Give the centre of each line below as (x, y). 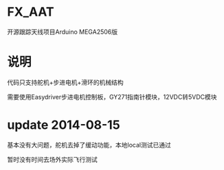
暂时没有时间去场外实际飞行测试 (52, 159)
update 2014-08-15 (64, 125)
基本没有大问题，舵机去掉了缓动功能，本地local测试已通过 (89, 145)
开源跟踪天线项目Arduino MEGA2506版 (63, 32)
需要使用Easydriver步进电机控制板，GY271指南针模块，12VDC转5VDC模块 (112, 97)
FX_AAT (31, 12)
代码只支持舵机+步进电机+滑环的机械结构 (65, 82)
